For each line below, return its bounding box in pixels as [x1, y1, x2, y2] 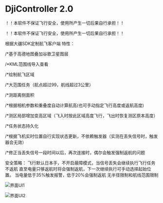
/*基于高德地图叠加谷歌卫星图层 [5, 51, 69, 57]
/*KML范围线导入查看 [5, 61, 49, 67]
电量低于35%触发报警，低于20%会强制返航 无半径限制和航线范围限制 [18, 172, 159, 178]
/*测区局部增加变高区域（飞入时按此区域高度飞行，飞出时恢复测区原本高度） [5, 112, 158, 118]
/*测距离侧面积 [5, 92, 35, 98]
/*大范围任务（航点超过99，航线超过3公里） [5, 81, 94, 88]
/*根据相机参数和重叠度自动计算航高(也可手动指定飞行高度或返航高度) [5, 102, 145, 108]
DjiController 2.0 [5, 3, 73, 15]
